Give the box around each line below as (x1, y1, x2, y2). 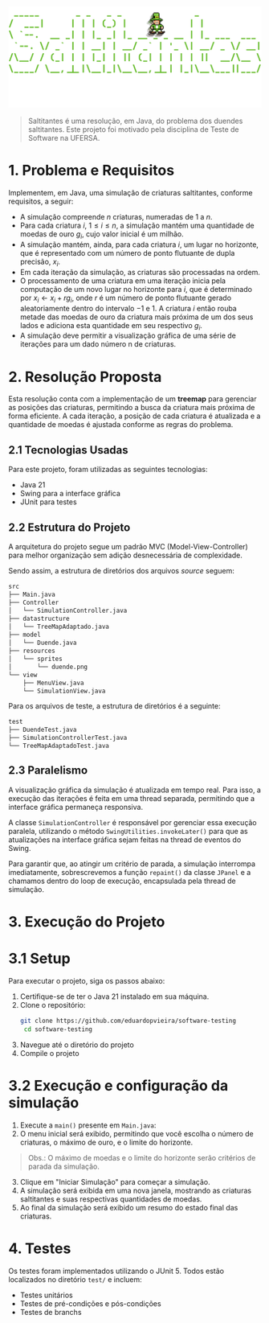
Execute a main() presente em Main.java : (19, 1120, 157, 1130)
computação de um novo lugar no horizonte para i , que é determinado (19, 284, 253, 294)
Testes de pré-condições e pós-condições (19, 1298, 162, 1309)
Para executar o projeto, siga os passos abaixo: (8, 976, 165, 985)
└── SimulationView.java (22, 687, 106, 695)
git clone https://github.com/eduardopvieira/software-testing (19, 1017, 237, 1025)
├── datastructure (8, 614, 70, 622)
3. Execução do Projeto (8, 912, 165, 931)
